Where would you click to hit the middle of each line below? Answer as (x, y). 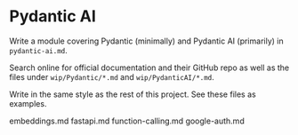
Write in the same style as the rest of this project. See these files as (133, 94)
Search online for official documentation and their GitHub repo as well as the (149, 67)
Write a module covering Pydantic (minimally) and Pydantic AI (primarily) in (146, 41)
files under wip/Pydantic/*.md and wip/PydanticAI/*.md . (112, 76)
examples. (28, 103)
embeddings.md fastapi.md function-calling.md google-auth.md (127, 121)
